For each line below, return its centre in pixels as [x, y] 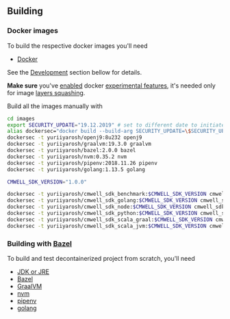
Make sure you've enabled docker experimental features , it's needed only [111, 86]
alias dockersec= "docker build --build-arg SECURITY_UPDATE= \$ [99, 131]
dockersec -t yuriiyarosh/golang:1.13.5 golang [76, 169]
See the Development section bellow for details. [75, 72]
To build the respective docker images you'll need [78, 46]
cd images [21, 118]
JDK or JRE [33, 271]
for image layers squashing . [46, 92]
